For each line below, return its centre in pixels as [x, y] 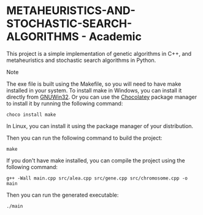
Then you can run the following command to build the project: [84, 138]
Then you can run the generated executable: [63, 195]
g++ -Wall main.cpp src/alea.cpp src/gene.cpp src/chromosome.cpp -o [97, 178]
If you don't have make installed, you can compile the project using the [96, 160]
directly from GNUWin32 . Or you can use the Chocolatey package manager [102, 97]
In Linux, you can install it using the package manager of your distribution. [100, 126]
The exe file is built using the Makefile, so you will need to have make [94, 84]
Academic [115, 37]
